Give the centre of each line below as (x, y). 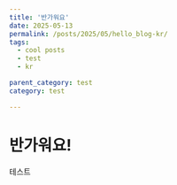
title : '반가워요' (39, 17)
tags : (19, 42)
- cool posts (41, 50)
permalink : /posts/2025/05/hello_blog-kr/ (88, 34)
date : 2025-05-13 (41, 26)
